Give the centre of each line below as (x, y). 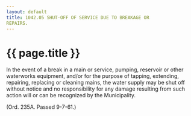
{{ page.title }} (43, 53)
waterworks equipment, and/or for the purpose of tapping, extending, (92, 76)
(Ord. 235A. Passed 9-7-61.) (41, 107)
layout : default (27, 12)
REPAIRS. (17, 23)
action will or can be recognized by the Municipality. (71, 95)
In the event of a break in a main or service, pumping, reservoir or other (95, 69)
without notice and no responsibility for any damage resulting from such (96, 89)
